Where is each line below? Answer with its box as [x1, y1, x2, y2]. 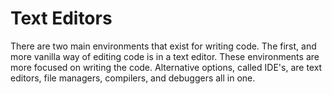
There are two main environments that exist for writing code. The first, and [10, 40, 317, 52]
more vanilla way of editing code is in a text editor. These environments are [10, 50, 320, 62]
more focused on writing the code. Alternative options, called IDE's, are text [10, 61, 323, 73]
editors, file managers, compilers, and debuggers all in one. [10, 72, 256, 84]
